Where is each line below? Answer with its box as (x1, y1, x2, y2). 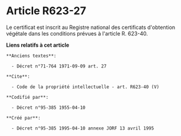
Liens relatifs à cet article (6, 41, 70, 48)
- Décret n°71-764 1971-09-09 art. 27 (11, 63, 107, 69)
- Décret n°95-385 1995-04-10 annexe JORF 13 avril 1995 (11, 125, 154, 131)
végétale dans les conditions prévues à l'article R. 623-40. (6, 30, 149, 37)
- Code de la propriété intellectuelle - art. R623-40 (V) (11, 84, 160, 90)
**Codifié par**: (6, 94, 49, 100)
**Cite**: (6, 73, 31, 79)
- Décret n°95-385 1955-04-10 (11, 105, 85, 111)
